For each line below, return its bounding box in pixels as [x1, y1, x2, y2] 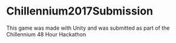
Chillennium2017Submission [6, 4, 154, 18]
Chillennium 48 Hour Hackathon [6, 30, 86, 38]
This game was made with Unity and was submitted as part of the [6, 24, 170, 31]
